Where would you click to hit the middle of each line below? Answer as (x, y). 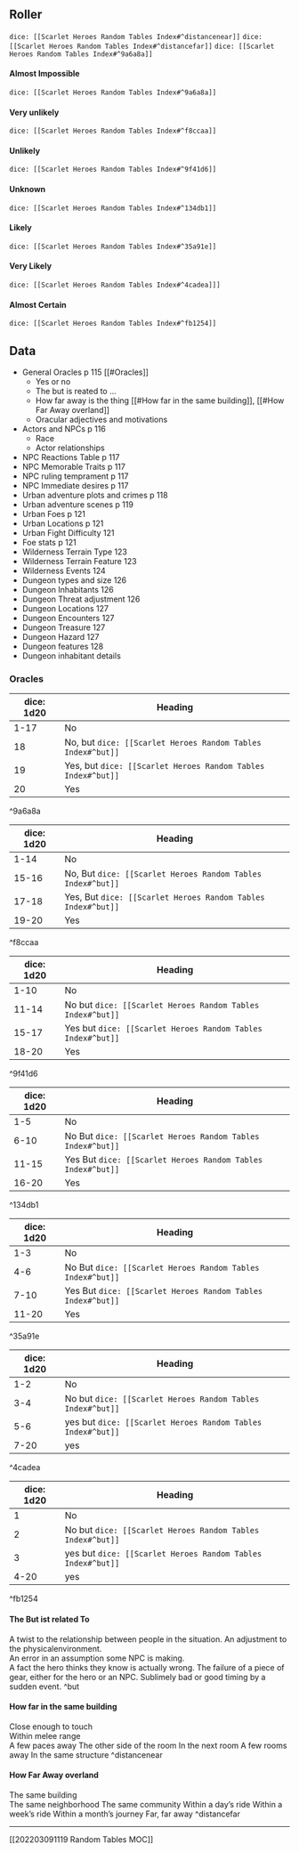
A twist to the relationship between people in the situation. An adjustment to (148, 1639)
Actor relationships (70, 448)
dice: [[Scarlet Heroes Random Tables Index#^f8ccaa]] (113, 131)
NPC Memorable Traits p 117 (74, 467)
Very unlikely (34, 112)
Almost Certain (38, 304)
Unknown (28, 190)
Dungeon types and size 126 (74, 580)
